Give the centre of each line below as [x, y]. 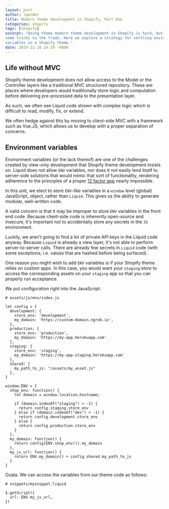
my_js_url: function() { [36, 452]
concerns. [16, 132]
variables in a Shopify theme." [39, 43]
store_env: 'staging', [38, 351]
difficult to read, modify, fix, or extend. [45, 111]
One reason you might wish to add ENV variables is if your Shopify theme [80, 263]
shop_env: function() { [34, 391]
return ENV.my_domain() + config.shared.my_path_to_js [73, 457]
